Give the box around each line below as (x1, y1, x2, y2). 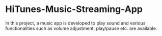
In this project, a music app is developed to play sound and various (5, 20, 146, 26)
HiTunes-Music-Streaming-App (5, 3, 143, 15)
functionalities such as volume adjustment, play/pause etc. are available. (5, 25, 157, 31)
